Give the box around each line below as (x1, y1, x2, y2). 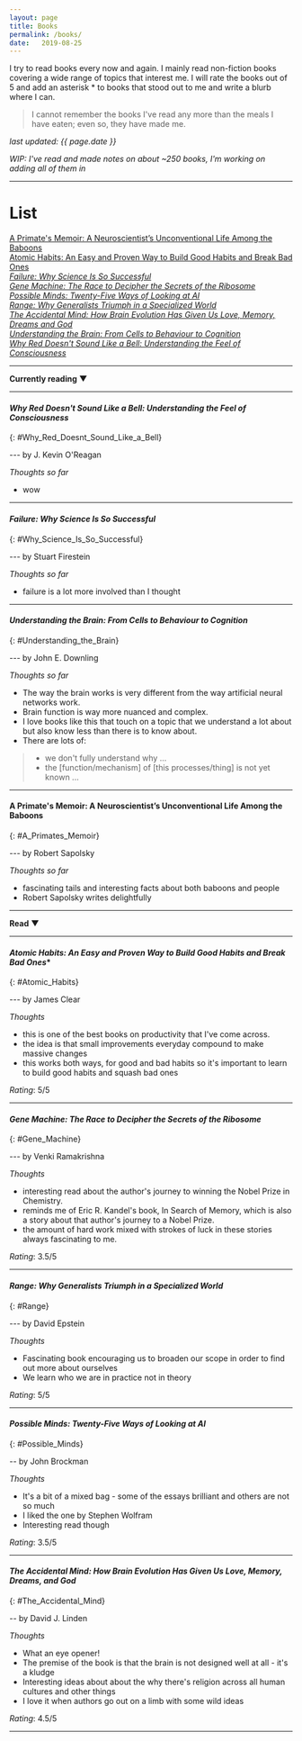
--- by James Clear (9, 994, 81, 1005)
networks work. (22, 697, 81, 708)
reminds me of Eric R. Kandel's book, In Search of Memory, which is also (22, 1205, 292, 1216)
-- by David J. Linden (9, 1613, 88, 1624)
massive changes (22, 1048, 88, 1059)
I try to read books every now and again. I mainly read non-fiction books (9, 63, 277, 74)
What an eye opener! (22, 1648, 101, 1659)
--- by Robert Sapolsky (9, 848, 95, 858)
